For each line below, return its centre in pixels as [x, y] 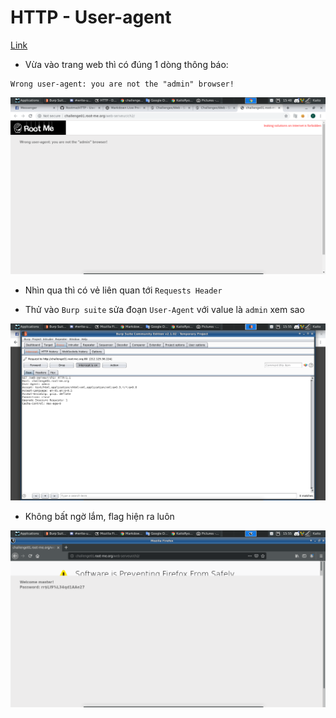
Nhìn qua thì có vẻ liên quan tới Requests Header [123, 290]
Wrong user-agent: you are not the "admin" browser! [122, 84]
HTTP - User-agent [91, 17]
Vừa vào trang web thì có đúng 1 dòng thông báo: [126, 64]
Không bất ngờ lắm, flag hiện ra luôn [99, 516]
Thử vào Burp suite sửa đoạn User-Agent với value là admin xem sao [164, 309]
